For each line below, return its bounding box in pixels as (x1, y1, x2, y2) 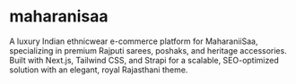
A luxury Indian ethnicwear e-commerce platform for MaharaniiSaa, (9, 36, 258, 46)
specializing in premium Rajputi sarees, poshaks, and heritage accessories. (9, 45, 287, 55)
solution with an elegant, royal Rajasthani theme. (9, 64, 188, 75)
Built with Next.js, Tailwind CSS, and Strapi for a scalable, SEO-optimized (9, 55, 280, 65)
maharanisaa (9, 6, 109, 27)
